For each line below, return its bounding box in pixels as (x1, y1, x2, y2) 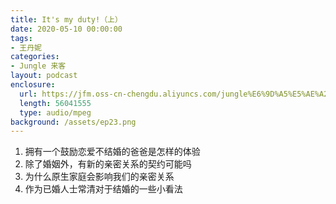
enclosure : (10, 80, 56, 90)
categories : (10, 52, 60, 62)
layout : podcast (10, 71, 78, 81)
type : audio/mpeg (19, 107, 92, 118)
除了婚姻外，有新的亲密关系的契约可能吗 (24, 158, 192, 170)
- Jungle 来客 (10, 61, 67, 71)
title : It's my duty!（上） (10, 14, 123, 25)
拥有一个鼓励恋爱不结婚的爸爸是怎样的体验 (24, 146, 201, 158)
